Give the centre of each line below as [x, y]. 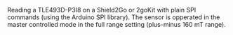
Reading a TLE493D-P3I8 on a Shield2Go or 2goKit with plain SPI [102, 10]
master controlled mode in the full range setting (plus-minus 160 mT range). [116, 24]
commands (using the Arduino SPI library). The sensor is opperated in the [114, 17]
